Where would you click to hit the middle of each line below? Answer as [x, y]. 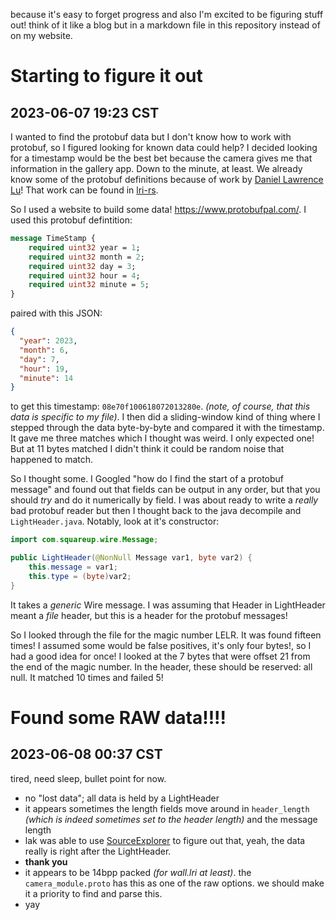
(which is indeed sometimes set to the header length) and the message [171, 819]
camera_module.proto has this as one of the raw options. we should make [174, 883]
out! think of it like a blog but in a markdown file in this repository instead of [165, 25]
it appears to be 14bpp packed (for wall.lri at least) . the [138, 872]
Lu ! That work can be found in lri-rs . [84, 190]
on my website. [41, 35]
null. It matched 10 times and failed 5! [87, 677]
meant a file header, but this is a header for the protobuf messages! [149, 615]
